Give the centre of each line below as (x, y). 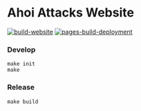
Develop (21, 50)
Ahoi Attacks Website (71, 13)
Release (21, 88)
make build (23, 101)
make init (21, 64)
